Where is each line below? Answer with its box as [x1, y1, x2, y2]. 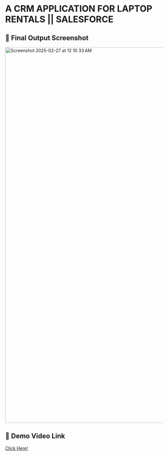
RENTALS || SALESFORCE [5, 14, 114, 25]
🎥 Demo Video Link [5, 432, 65, 440]
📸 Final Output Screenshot [5, 34, 89, 42]
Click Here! [5, 445, 28, 451]
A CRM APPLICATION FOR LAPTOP [5, 3, 152, 15]
